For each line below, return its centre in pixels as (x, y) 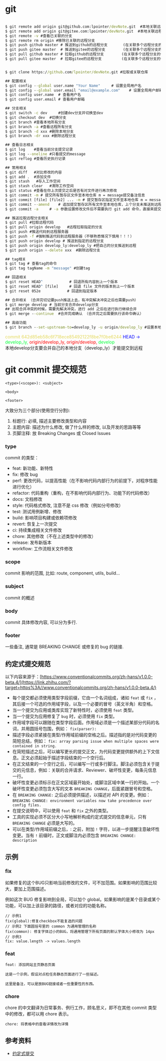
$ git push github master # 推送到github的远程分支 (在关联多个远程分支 (82, 45)
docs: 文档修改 (27, 499)
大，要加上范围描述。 (27, 889)
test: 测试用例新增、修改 (37, 512)
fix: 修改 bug (25, 475)
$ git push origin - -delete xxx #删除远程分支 (53, 250)
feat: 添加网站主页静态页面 (30, 965)
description (24, 841)
